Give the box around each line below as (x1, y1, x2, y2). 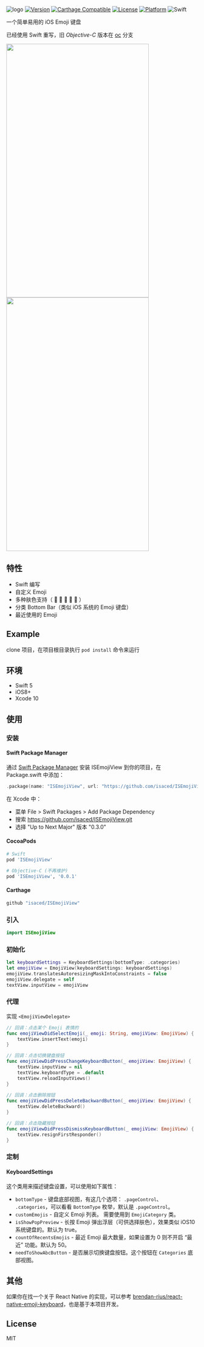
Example (6, 629, 40, 639)
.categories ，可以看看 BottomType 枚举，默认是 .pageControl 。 (15, 1203, 174, 1210)
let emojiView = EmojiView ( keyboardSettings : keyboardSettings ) (6, 965, 172, 971)
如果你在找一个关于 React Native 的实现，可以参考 (6, 1293, 132, 1300)
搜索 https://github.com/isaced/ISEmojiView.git (15, 815, 132, 823)
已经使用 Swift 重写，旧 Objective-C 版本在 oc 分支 (6, 31, 134, 38)
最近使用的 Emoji (15, 611, 58, 618)
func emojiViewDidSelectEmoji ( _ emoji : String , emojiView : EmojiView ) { (6, 1030, 194, 1037)
